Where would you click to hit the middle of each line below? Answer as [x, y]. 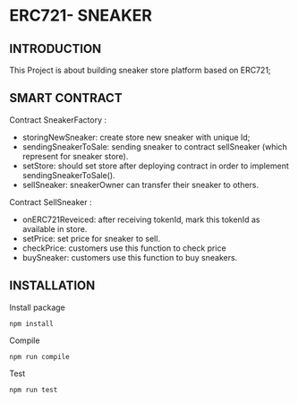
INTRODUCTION [55, 49]
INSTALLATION [52, 286]
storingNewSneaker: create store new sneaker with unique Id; [136, 137]
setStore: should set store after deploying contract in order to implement [155, 166]
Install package [37, 307]
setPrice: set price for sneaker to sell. [91, 238]
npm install [31, 323]
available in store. [55, 228]
